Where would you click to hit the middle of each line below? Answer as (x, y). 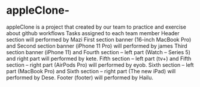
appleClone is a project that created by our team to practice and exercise (96, 27)
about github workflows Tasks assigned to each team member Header (93, 33)
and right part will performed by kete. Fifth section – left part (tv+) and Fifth (99, 58)
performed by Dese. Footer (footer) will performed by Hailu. (80, 77)
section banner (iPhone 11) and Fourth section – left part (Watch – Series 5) (98, 52)
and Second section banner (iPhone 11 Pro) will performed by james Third (97, 46)
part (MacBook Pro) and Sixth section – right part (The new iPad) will (91, 71)
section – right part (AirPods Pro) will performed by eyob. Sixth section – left (100, 65)
